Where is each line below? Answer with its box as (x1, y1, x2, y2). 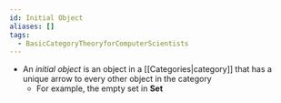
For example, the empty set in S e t (35, 83, 164, 94)
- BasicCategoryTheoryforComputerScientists (17, 38, 189, 48)
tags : (9, 30, 30, 39)
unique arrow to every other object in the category (22, 74, 212, 85)
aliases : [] (9, 22, 55, 31)
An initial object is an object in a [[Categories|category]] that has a (22, 64, 273, 75)
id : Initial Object (9, 13, 84, 23)
